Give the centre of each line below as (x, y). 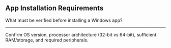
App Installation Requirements (54, 8)
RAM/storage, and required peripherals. (47, 40)
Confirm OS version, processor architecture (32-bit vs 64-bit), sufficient (81, 34)
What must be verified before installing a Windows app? (64, 20)
